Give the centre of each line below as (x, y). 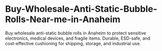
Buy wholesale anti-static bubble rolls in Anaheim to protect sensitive (76, 33)
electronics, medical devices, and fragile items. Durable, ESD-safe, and (78, 38)
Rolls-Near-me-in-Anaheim (63, 19)
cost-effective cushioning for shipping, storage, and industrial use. (73, 43)
